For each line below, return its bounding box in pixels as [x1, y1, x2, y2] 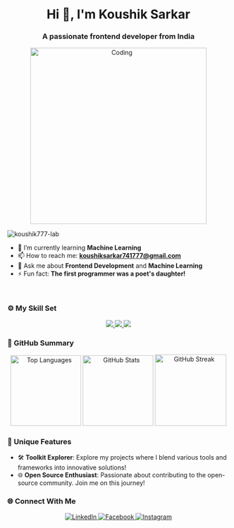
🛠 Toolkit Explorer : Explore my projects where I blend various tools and [17, 453, 227, 462]
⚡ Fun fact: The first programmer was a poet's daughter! [17, 269, 186, 278]
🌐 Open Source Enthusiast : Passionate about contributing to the [17, 471, 207, 479]
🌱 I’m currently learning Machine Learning [17, 243, 142, 252]
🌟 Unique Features [7, 437, 72, 446]
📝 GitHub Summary [7, 338, 74, 348]
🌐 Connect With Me [7, 496, 76, 506]
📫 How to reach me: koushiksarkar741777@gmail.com [17, 252, 181, 260]
